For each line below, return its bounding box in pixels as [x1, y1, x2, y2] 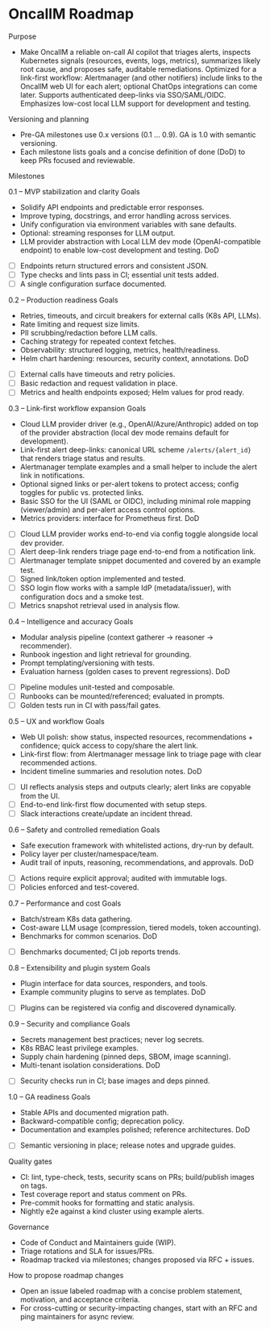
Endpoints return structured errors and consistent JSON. [19, 260, 209, 270]
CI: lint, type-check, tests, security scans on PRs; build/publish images [19, 1173, 255, 1182]
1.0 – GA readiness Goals [8, 1092, 91, 1102]
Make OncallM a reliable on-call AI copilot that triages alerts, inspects [19, 47, 251, 56]
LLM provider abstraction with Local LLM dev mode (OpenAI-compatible [19, 236, 261, 246]
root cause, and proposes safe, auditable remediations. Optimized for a [19, 64, 257, 73]
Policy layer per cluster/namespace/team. [19, 849, 159, 859]
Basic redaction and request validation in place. [19, 378, 178, 388]
